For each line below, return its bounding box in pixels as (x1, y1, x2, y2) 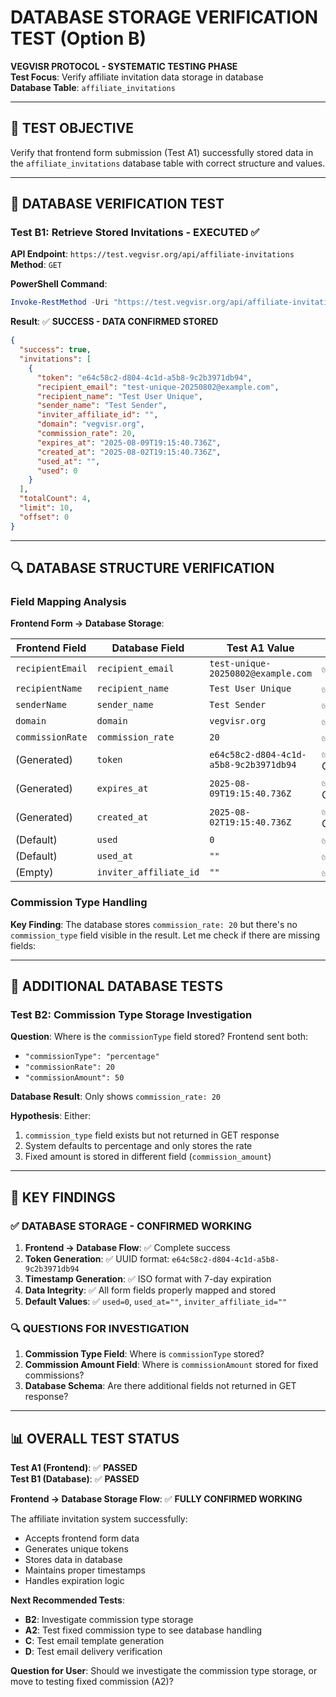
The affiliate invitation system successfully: (10, 1513, 188, 1525)
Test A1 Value (226, 641, 295, 655)
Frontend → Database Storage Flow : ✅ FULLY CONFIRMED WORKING (10, 1493, 303, 1505)
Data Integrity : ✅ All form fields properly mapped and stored (24, 1284, 277, 1296)
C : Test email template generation (24, 1635, 165, 1647)
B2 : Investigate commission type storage (24, 1614, 194, 1626)
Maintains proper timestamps (24, 1564, 146, 1576)
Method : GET (10, 259, 63, 271)
